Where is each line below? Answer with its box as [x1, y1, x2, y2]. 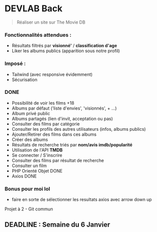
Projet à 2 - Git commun [4, 206, 53, 212]
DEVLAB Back [4, 3, 63, 14]
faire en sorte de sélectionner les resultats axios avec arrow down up [11, 197, 152, 203]
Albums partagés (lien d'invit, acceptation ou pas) [11, 116, 113, 121]
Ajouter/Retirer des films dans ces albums [11, 131, 97, 137]
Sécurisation [11, 77, 37, 83]
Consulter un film [11, 163, 47, 169]
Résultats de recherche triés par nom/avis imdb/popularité [11, 142, 132, 147]
